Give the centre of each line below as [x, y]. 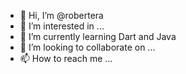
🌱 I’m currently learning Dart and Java [98, 36]
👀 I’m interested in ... [62, 26]
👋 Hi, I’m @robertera [61, 15]
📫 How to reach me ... [66, 58]
